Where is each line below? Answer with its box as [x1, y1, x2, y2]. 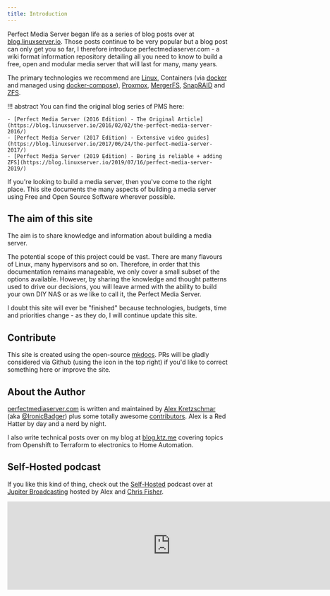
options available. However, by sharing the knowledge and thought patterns [7, 275, 227, 284]
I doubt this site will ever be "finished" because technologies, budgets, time [7, 304, 227, 312]
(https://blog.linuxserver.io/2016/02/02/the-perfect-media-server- [7, 121, 213, 129]
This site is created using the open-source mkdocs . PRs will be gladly [7, 351, 209, 359]
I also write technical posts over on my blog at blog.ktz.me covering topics [7, 433, 224, 442]
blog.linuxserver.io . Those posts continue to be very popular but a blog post [7, 37, 228, 46]
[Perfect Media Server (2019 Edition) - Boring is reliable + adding [13, 152, 222, 159]
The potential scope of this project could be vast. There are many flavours [7, 253, 223, 261]
